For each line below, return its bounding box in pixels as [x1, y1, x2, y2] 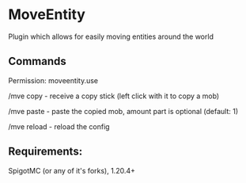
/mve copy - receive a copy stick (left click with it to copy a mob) [8, 91, 220, 101]
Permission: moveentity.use [8, 75, 99, 85]
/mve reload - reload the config [8, 121, 110, 132]
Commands [8, 55, 67, 68]
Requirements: [8, 145, 83, 158]
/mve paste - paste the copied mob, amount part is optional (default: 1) [8, 106, 239, 116]
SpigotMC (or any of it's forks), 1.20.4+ [8, 166, 136, 175]
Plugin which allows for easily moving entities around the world [8, 32, 214, 41]
